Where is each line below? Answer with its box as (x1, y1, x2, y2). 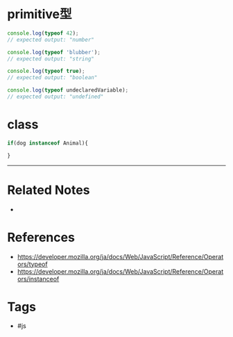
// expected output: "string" (7, 55, 95, 63)
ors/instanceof (17, 274, 60, 283)
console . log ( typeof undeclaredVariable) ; (7, 87, 129, 94)
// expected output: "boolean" (7, 74, 98, 81)
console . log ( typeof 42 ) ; (7, 29, 79, 37)
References (7, 229, 75, 245)
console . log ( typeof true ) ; (7, 67, 85, 75)
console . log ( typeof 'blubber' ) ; (7, 49, 101, 56)
